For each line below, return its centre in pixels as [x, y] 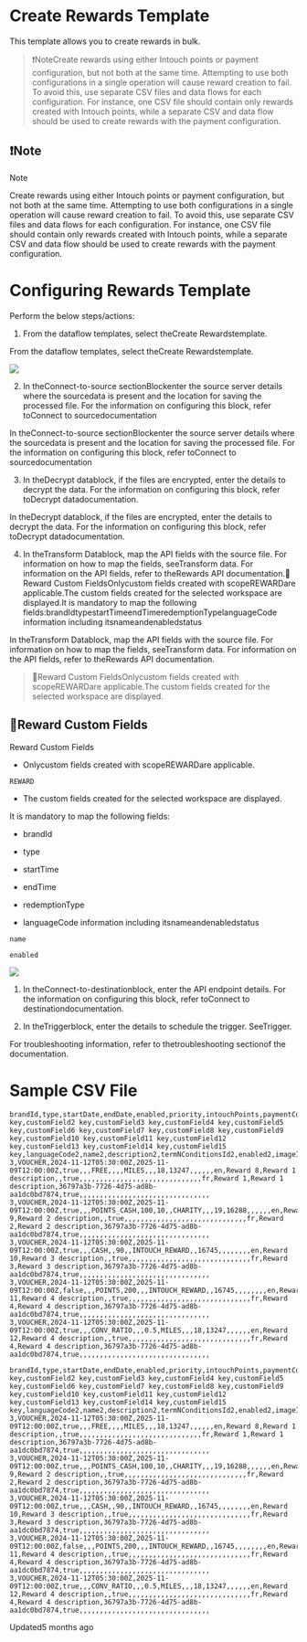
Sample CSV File [74, 1091]
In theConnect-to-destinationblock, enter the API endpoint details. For [154, 989]
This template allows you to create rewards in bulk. [105, 41]
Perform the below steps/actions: [72, 315]
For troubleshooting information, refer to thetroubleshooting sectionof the [148, 1043]
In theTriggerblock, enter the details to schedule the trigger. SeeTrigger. [157, 1026]
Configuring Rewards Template [130, 290]
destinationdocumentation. [73, 1008]
